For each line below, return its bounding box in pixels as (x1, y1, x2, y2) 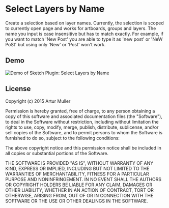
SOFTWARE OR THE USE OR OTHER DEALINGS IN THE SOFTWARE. (5, 198, 148, 204)
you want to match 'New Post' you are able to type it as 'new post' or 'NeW (5, 36, 163, 42)
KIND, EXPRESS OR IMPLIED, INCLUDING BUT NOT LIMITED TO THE (5, 165, 150, 171)
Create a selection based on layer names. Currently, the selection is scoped (5, 20, 164, 26)
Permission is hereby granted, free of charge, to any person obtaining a (5, 108, 155, 114)
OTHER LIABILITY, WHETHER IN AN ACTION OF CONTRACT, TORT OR (5, 187, 154, 193)
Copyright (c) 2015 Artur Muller (5, 98, 71, 104)
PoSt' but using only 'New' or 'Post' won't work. (5, 41, 106, 47)
